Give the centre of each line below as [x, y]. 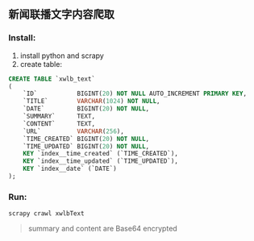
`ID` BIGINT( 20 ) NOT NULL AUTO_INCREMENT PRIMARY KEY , [135, 94]
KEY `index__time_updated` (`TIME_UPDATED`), [101, 161]
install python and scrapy [62, 56]
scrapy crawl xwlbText [46, 214]
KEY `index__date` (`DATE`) [70, 169]
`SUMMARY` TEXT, [59, 116]
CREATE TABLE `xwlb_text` [52, 79]
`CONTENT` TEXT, [59, 123]
